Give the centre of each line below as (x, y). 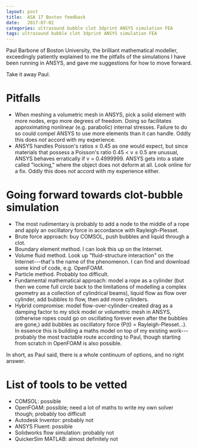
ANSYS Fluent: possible (43, 426)
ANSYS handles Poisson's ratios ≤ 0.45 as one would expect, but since (101, 146)
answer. (16, 361)
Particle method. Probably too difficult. (62, 274)
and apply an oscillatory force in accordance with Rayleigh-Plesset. (97, 230)
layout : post (22, 12)
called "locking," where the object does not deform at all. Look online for (103, 165)
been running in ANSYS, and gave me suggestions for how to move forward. (99, 63)
